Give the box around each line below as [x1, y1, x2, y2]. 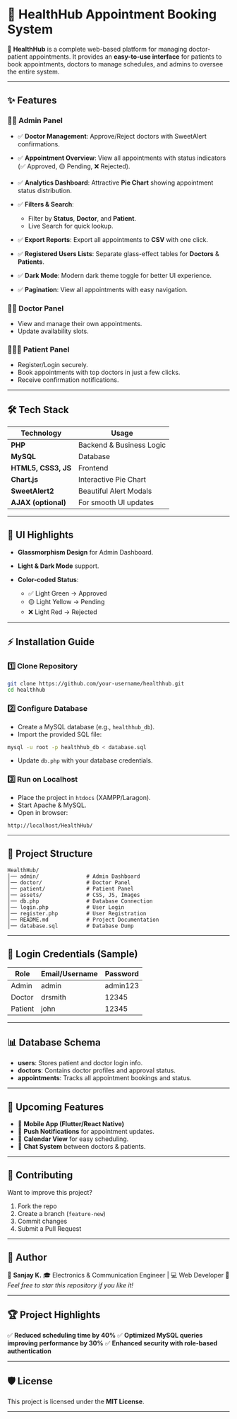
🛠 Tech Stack [7, 403, 69, 416]
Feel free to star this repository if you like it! [7, 1280, 134, 1290]
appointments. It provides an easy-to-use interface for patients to [29, 52, 222, 61]
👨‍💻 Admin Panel [7, 116, 63, 126]
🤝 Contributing [7, 1169, 73, 1181]
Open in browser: [17, 808, 68, 816]
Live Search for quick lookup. [28, 221, 114, 230]
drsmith [41, 992, 67, 1002]
